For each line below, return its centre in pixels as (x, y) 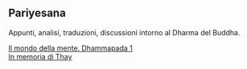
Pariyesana (37, 13)
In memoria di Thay (40, 56)
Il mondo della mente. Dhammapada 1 (70, 48)
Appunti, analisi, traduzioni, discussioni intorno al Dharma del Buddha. (124, 32)
